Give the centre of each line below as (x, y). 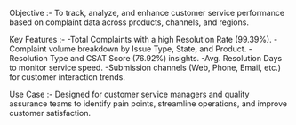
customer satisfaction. (50, 113)
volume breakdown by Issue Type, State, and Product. (148, 49)
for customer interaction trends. (68, 77)
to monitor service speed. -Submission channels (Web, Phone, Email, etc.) (145, 67)
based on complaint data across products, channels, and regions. (129, 22)
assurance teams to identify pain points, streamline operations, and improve (148, 104)
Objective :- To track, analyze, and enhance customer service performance (147, 13)
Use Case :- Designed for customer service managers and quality (129, 94)
